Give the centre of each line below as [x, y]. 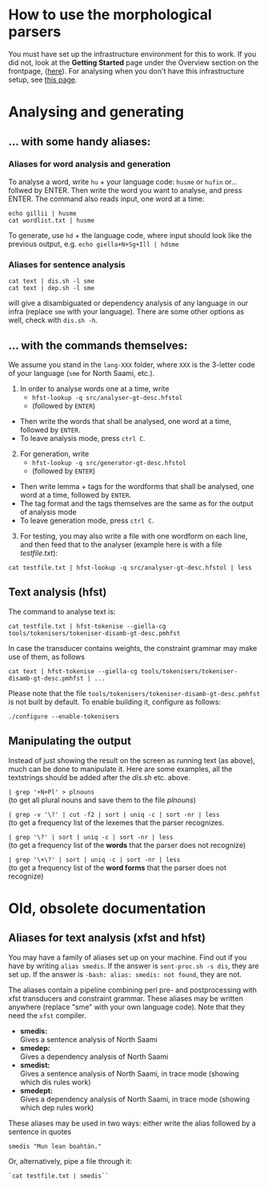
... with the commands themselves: [98, 345]
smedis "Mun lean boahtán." [55, 1146]
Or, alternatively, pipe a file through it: [70, 1161]
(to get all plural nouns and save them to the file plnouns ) [102, 800]
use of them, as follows [47, 657]
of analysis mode [48, 511]
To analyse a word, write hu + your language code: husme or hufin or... [123, 181]
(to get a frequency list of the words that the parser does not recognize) [127, 845]
